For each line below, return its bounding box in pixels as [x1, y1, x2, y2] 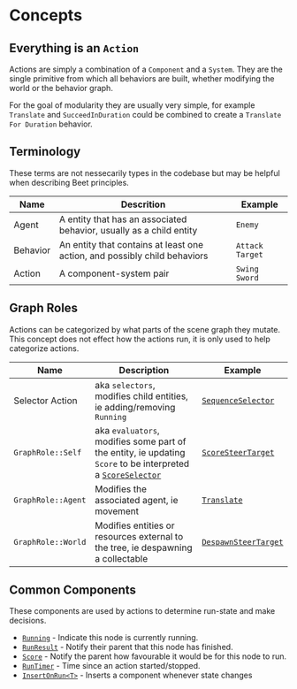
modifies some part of [94, 435, 187, 448]
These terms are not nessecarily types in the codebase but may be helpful [9, 167, 280, 178]
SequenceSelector [202, 395, 275, 405]
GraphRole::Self [13, 448, 82, 457]
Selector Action [13, 394, 78, 407]
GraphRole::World [13, 537, 87, 547]
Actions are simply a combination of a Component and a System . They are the [9, 64, 283, 74]
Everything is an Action [9, 41, 140, 56]
